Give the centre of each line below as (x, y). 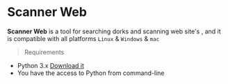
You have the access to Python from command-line (91, 73)
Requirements (44, 52)
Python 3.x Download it (51, 65)
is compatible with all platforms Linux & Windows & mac (83, 38)
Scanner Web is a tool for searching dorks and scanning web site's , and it (114, 31)
